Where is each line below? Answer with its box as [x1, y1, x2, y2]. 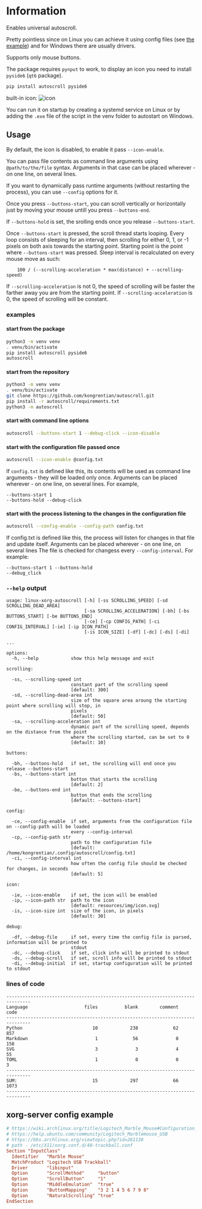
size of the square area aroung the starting [70, 697, 187, 704]
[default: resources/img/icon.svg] [70, 903, 161, 909]
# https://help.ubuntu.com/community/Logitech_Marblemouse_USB [6, 1131, 168, 1137]
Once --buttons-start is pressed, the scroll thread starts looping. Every [6, 230, 185, 237]
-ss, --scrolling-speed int [11, 676, 82, 683]
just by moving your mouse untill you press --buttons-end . [6, 206, 151, 213]
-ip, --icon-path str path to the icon [11, 898, 114, 904]
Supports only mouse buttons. [6, 54, 81, 61]
